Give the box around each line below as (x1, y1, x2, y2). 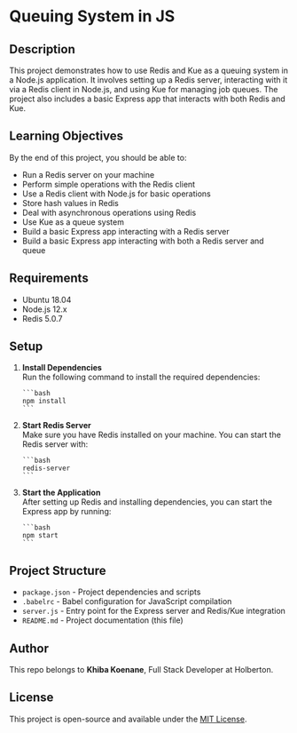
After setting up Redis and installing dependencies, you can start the (21, 497, 273, 507)
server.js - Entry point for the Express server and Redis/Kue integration (21, 606, 286, 617)
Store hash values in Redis (21, 197, 120, 208)
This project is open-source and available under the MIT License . (9, 713, 247, 724)
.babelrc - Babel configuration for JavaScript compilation (21, 596, 232, 607)
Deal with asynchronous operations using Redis (21, 207, 197, 218)
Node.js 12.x (21, 304, 68, 315)
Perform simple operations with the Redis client (21, 179, 196, 189)
